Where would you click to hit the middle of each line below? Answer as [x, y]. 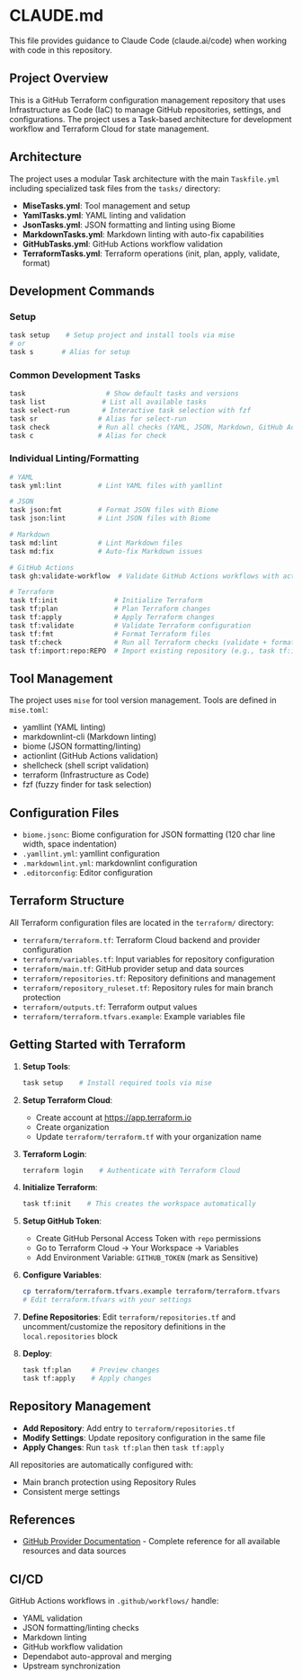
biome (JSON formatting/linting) [82, 746]
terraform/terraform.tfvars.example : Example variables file [133, 1016]
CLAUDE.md [57, 16]
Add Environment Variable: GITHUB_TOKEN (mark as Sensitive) [147, 1258]
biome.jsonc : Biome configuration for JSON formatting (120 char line [149, 835]
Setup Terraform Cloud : [67, 1100]
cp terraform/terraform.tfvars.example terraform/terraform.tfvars [151, 1292]
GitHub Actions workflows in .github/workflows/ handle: [114, 1601]
